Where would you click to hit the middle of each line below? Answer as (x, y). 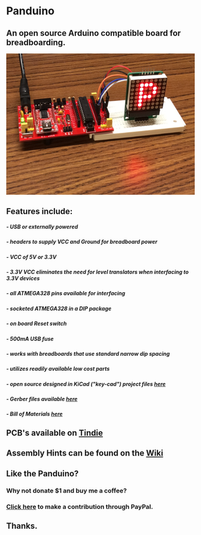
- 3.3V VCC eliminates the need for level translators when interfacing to (98, 272)
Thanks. (22, 526)
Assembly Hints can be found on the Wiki (85, 453)
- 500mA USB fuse (30, 338)
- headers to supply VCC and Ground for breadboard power (82, 242)
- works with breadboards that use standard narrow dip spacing (88, 353)
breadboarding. (36, 42)
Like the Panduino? (42, 473)
